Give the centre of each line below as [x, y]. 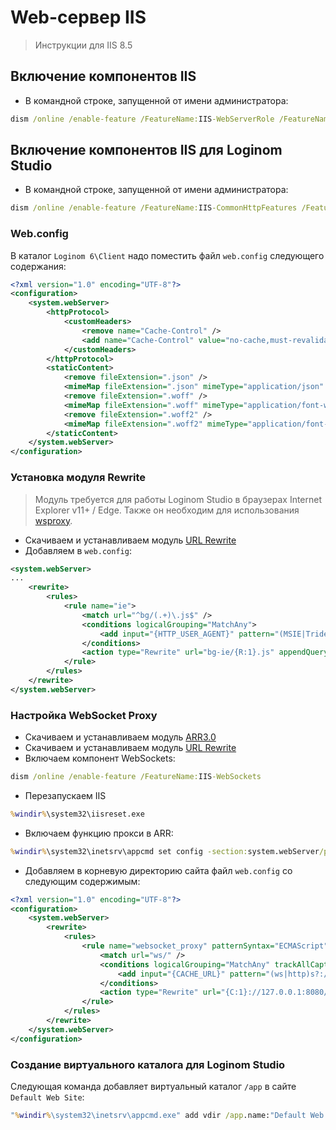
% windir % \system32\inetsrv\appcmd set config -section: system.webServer [165, 851]
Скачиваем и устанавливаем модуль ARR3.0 [120, 737]
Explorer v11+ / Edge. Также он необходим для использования [167, 510]
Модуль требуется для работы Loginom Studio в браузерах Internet [178, 499]
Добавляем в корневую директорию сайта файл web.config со [158, 870]
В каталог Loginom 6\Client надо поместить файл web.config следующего [167, 255]
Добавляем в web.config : [78, 550]
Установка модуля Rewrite [78, 478]
